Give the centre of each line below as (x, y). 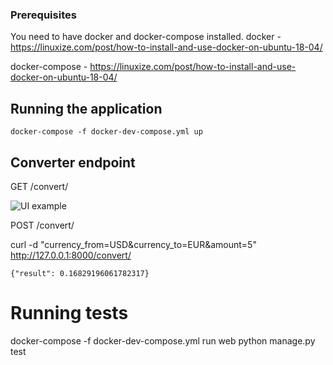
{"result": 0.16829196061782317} (80, 273)
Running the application (86, 108)
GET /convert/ (39, 186)
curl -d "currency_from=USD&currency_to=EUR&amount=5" (133, 244)
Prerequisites (43, 15)
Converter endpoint (73, 162)
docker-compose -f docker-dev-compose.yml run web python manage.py (163, 340)
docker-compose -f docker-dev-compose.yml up (106, 132)
